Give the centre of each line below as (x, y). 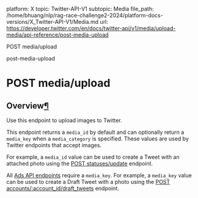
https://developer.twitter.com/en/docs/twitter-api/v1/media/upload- (91, 28)
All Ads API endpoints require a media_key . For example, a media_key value (99, 175)
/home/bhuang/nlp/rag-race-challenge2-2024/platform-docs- (85, 15)
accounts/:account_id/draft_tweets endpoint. (63, 188)
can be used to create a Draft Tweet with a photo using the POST (88, 182)
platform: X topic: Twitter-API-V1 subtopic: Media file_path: (80, 9)
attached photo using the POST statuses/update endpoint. (80, 163)
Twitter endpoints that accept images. (54, 145)
